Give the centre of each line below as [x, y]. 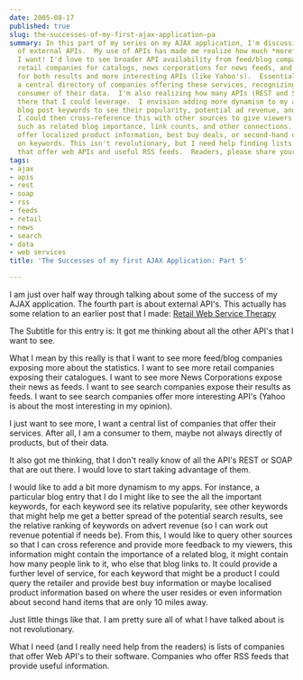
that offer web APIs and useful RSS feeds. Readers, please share [147, 152]
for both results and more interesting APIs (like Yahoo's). [135, 77]
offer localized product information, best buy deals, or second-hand [153, 135]
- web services [38, 253]
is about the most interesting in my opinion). [91, 406]
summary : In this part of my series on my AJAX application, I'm [134, 43]
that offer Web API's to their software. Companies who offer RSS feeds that [149, 656]
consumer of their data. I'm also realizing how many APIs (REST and [153, 93]
